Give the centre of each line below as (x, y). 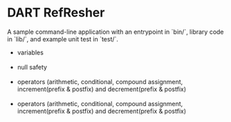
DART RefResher (56, 13)
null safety (32, 67)
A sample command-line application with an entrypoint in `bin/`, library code (115, 32)
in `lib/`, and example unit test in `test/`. (63, 39)
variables (30, 52)
